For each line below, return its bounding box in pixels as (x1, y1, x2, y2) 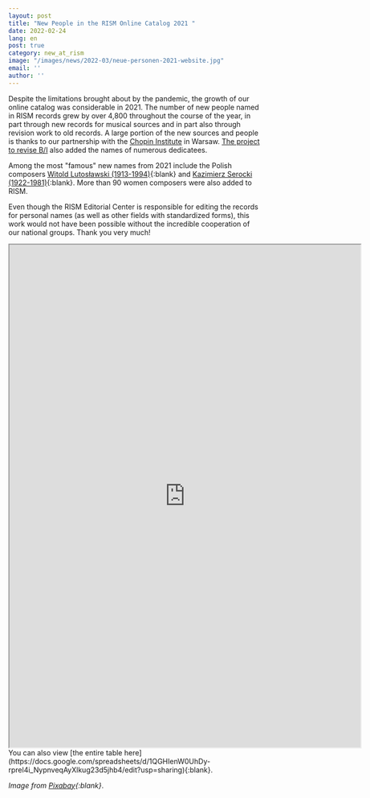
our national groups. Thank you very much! (8, 227, 151, 237)
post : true (8, 42, 45, 50)
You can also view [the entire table (8, 747, 123, 757)
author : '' (8, 72, 45, 80)
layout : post (8, 11, 52, 20)
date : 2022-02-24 (8, 27, 67, 35)
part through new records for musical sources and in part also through (8, 119, 241, 129)
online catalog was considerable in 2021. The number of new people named (8, 102, 259, 112)
